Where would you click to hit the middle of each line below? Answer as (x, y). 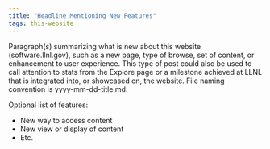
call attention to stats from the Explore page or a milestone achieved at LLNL (135, 72)
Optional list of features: (48, 105)
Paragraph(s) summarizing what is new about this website (105, 46)
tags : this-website (41, 23)
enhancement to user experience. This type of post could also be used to (130, 63)
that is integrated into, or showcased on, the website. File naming (116, 81)
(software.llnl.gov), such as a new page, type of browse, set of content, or (131, 55)
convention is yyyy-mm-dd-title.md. (68, 89)
